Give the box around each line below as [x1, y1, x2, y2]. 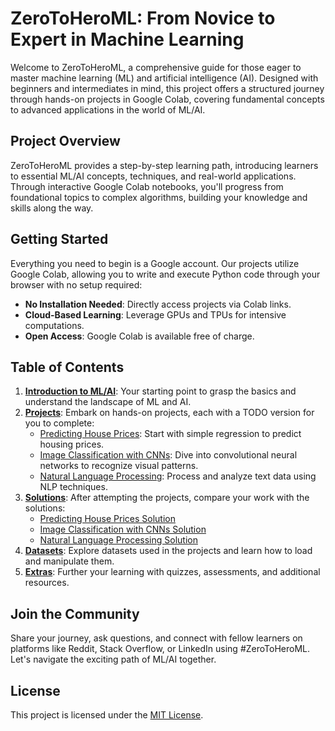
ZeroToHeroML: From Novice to [10, 7, 276, 30]
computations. [24, 319, 85, 331]
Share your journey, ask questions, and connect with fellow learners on [10, 632, 303, 644]
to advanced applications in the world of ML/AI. [10, 103, 206, 116]
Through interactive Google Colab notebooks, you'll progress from [10, 180, 284, 192]
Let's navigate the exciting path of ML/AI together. [10, 653, 217, 666]
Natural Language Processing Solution [39, 534, 198, 546]
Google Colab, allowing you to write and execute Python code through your [10, 268, 321, 280]
